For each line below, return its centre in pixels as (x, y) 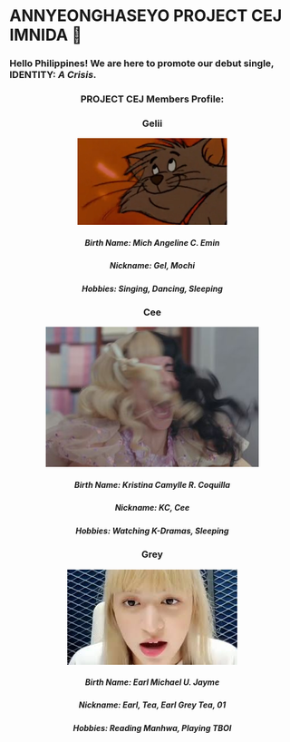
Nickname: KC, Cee (152, 508)
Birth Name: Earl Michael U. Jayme (152, 682)
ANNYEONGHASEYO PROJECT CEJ (146, 16)
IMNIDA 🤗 (46, 35)
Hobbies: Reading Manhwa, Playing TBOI (152, 727)
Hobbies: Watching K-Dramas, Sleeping (152, 531)
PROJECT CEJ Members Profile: (152, 99)
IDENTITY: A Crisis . (53, 75)
